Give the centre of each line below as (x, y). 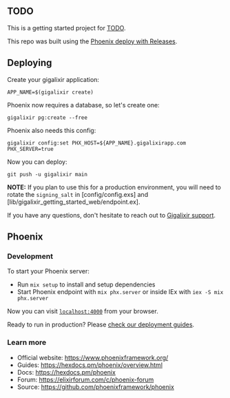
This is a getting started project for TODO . (66, 28)
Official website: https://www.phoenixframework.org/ (93, 357)
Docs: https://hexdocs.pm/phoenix (66, 372)
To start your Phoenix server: (48, 271)
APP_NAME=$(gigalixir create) (51, 92)
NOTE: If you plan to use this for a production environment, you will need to (114, 187)
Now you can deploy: (37, 162)
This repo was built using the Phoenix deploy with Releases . (92, 41)
